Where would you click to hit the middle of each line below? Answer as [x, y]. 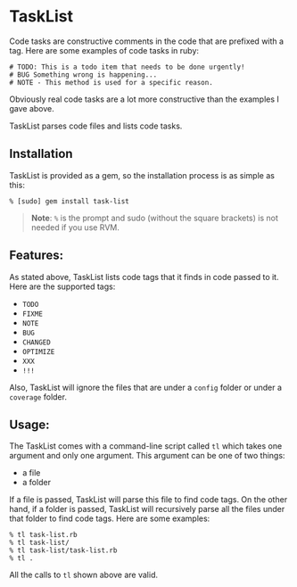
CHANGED [36, 342]
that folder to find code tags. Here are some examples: [110, 518]
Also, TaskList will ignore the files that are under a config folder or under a [146, 387]
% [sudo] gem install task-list [69, 201]
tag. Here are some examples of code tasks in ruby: [104, 50]
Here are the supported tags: [62, 286]
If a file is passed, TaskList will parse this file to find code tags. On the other [148, 500]
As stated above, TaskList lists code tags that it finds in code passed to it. [144, 277]
